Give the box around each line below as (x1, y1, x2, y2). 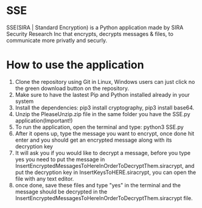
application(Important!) (15, 117, 73, 124)
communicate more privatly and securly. (6, 36, 108, 44)
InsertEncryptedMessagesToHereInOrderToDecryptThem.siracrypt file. (15, 194, 193, 201)
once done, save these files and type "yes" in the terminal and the (15, 181, 181, 189)
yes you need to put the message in (15, 156, 105, 163)
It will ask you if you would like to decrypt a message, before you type (15, 149, 190, 156)
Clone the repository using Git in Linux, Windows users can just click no (15, 78, 195, 85)
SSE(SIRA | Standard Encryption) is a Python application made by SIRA (6, 24, 184, 31)
